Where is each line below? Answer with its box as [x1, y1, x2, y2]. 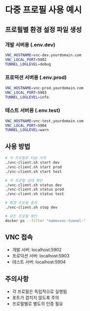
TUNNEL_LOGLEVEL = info [5, 95, 49, 100]
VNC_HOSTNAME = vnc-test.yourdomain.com [5, 118, 84, 124]
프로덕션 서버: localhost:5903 [12, 253, 70, 259]
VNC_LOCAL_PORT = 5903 [5, 90, 47, 95]
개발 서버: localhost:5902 [12, 247, 62, 253]
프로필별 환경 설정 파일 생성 [5, 25, 82, 34]
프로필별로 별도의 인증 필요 [12, 301, 63, 307]
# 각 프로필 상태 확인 [5, 178, 43, 183]
